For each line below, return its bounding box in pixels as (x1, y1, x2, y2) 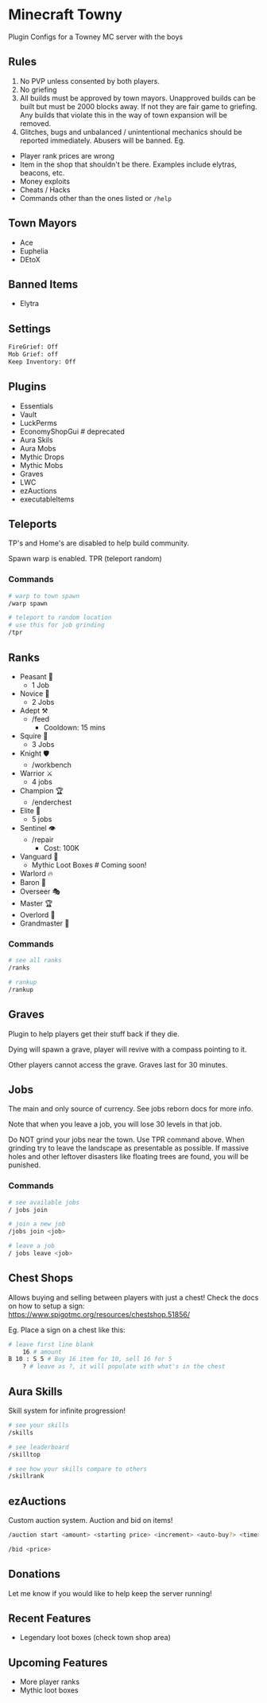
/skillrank (8, 1473, 44, 1481)
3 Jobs (31, 739, 55, 749)
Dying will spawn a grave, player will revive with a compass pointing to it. (8, 1044, 247, 1054)
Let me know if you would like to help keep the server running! (8, 1588, 212, 1598)
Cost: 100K (43, 843, 79, 852)
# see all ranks (8, 957, 62, 965)
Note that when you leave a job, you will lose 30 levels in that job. (8, 1119, 222, 1129)
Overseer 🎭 (19, 887, 61, 896)
